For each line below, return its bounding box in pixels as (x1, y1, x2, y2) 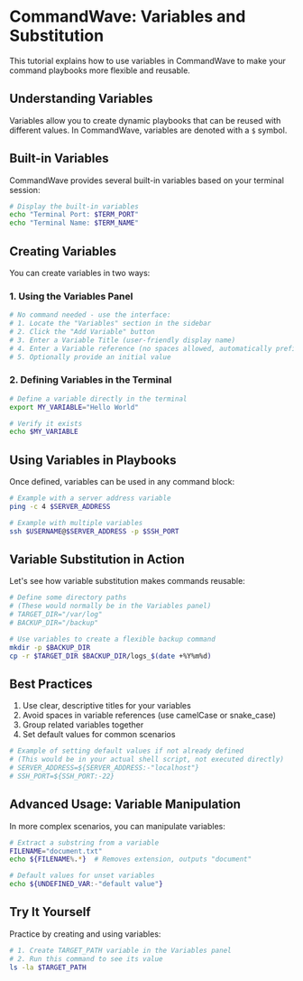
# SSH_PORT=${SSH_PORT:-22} (9, 772, 115, 782)
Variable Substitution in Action (9, 552, 185, 568)
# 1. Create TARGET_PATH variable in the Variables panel (9, 946, 232, 955)
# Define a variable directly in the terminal (9, 394, 188, 403)
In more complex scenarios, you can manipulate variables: (9, 820, 225, 831)
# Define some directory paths (9, 593, 127, 602)
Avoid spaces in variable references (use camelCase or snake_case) (22, 710, 277, 721)
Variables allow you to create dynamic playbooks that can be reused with (9, 115, 281, 125)
